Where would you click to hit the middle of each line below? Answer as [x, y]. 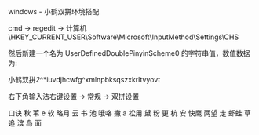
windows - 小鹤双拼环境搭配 [54, 11]
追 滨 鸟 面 [25, 123]
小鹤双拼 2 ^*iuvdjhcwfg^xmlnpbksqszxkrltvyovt [84, 80]
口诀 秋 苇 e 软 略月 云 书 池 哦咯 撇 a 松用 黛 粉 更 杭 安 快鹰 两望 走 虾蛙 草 [129, 113]
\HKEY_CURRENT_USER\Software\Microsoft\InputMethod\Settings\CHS [124, 37]
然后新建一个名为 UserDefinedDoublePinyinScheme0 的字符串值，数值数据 [129, 53]
